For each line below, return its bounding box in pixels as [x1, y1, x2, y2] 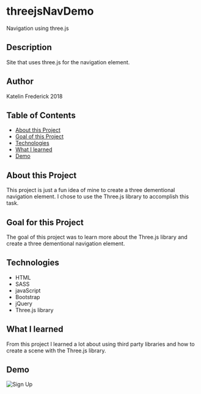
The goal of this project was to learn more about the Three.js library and [6, 234, 188, 240]
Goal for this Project [6, 217, 84, 228]
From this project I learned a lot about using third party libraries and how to [6, 340, 195, 348]
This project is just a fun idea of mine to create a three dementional [6, 187, 175, 194]
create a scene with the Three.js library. [6, 347, 106, 354]
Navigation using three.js [6, 24, 69, 32]
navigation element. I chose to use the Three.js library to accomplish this [6, 193, 189, 200]
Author [6, 76, 34, 87]
